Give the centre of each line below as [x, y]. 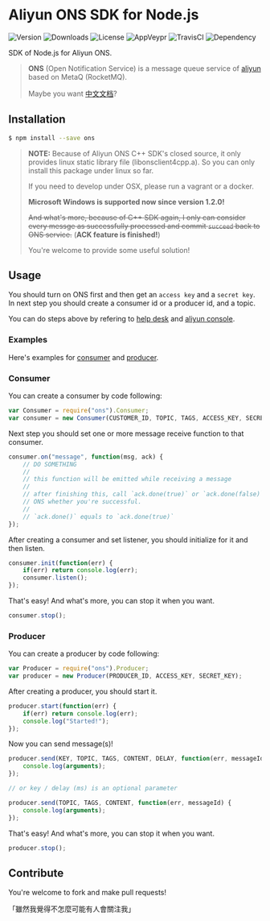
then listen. [27, 548]
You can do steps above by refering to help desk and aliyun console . [122, 319]
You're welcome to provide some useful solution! [109, 250]
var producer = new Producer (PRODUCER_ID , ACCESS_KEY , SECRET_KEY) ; [125, 676]
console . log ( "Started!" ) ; [66, 721]
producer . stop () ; [37, 848]
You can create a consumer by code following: [85, 396]
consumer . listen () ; [55, 578]
